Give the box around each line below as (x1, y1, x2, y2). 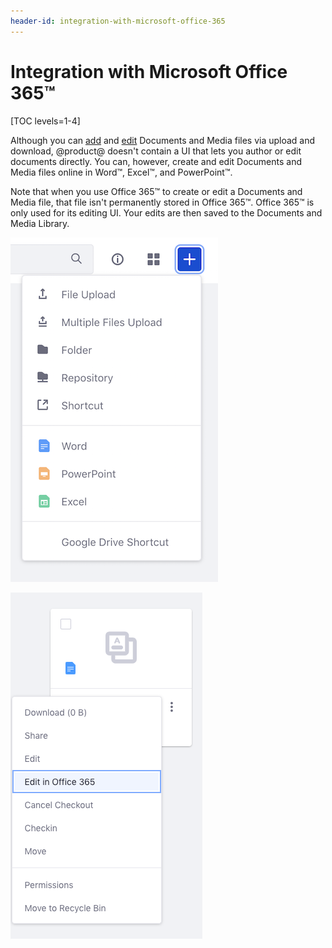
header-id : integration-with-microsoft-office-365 (10, 16, 226, 26)
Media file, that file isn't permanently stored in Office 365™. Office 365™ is (10, 196, 315, 208)
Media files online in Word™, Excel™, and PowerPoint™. (10, 166, 233, 178)
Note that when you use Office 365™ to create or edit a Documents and (10, 185, 303, 197)
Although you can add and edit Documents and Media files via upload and (10, 134, 316, 146)
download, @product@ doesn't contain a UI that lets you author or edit (10, 145, 302, 157)
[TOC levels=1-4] (10, 115, 81, 127)
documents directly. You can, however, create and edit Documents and (10, 155, 303, 167)
